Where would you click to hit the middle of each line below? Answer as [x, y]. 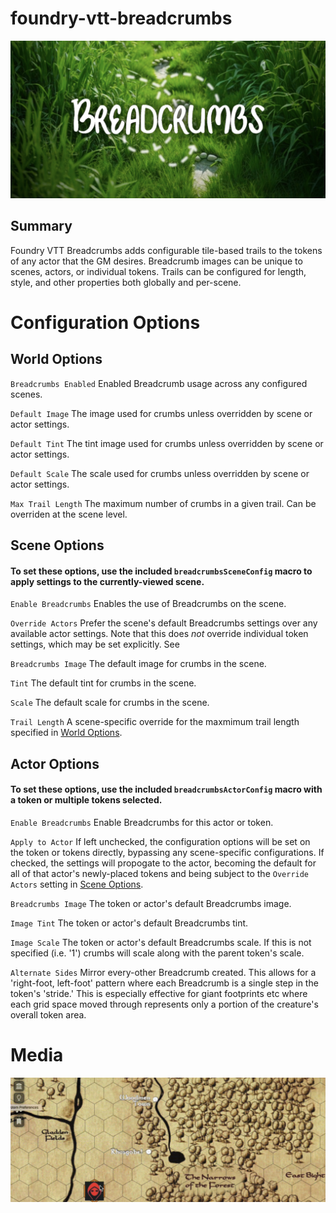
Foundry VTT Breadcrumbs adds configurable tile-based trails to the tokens [166, 250]
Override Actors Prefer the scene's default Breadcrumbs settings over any [164, 623]
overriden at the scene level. [69, 514]
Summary [41, 226]
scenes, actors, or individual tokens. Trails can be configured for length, [158, 271]
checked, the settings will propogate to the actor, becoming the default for [163, 863]
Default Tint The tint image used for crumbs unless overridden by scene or [167, 443]
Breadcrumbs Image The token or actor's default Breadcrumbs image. [151, 903]
